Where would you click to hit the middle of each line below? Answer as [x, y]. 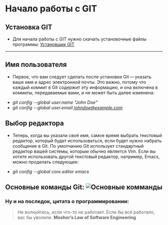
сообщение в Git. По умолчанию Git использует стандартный [78, 146]
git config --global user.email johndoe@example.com [67, 107]
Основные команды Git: [45, 187]
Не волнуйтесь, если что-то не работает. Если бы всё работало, [86, 212]
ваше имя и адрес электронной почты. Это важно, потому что [79, 82]
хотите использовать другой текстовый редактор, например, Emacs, [86, 156]
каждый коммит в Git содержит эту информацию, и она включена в [85, 87]
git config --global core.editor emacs [50, 171]
